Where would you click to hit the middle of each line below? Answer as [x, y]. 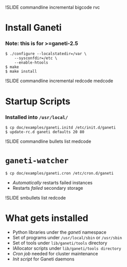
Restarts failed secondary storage [48, 188]
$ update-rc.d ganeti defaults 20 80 [45, 132]
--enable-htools [31, 63]
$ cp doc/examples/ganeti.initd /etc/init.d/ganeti [60, 127]
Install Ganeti [34, 28]
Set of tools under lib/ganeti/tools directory [60, 243]
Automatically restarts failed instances [52, 182]
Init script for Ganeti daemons [43, 259]
